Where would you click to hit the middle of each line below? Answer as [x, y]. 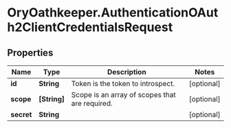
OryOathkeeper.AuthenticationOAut [113, 13]
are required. [92, 103]
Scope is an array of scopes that [124, 95]
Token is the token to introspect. [123, 84]
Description [126, 72]
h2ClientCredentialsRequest [90, 27]
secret [21, 115]
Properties [30, 53]
